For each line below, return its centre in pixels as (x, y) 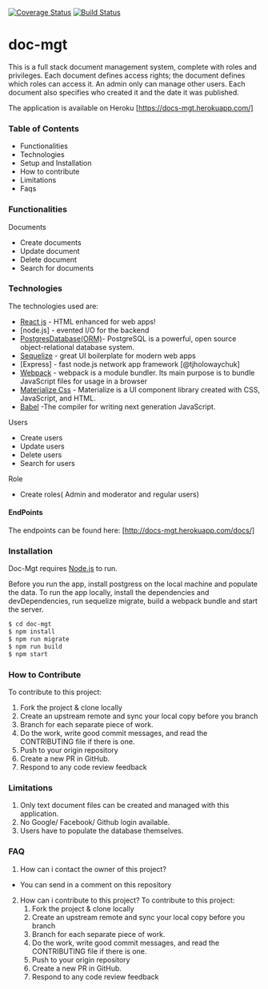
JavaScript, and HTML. (58, 398)
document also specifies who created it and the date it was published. (124, 92)
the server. (26, 609)
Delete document (48, 259)
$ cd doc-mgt (30, 625)
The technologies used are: (53, 306)
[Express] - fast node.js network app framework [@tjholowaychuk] (130, 364)
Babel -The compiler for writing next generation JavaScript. (118, 406)
